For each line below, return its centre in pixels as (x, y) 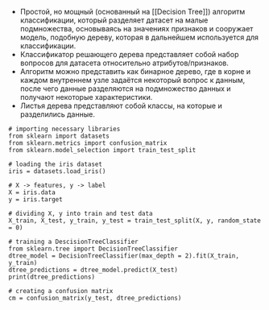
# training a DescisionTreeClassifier (73, 242)
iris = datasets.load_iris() (57, 172)
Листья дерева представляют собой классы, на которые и (121, 105)
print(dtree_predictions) (52, 277)
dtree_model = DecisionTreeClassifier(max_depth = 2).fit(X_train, (124, 256)
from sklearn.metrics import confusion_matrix (88, 143)
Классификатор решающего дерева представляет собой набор (129, 54)
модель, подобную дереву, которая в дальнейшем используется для (139, 37)
